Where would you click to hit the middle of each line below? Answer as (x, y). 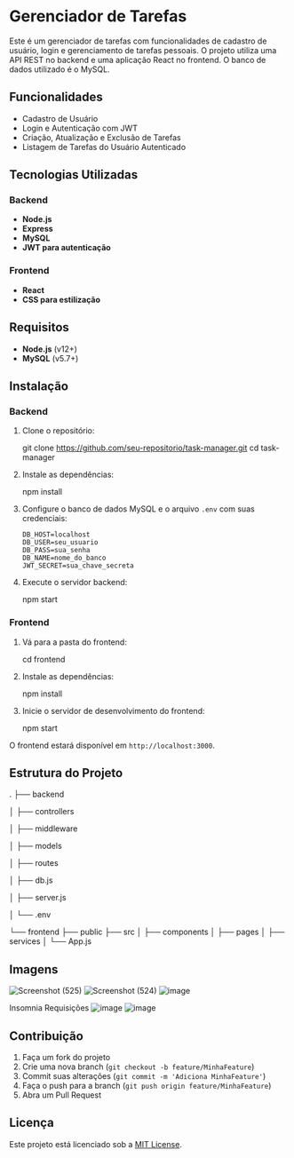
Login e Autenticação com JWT (79, 128)
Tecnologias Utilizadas (74, 175)
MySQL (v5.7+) (50, 358)
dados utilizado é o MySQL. (60, 69)
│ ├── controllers (42, 812)
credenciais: (45, 519)
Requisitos (39, 327)
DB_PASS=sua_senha (56, 551)
